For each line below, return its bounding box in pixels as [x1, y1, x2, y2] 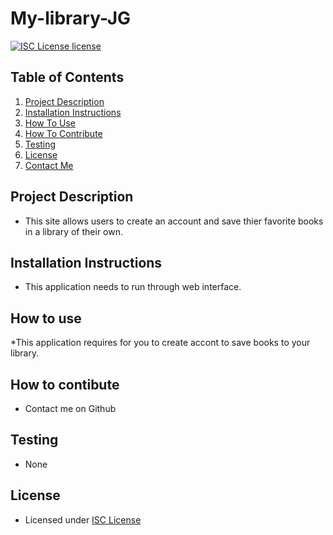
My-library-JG [10, 7, 132, 30]
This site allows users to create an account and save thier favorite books [24, 215, 324, 227]
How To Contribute [24, 127, 103, 139]
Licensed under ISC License [24, 513, 142, 526]
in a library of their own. [24, 225, 124, 237]
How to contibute [10, 376, 120, 393]
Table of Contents [10, 69, 125, 86]
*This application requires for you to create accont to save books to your [10, 337, 311, 349]
